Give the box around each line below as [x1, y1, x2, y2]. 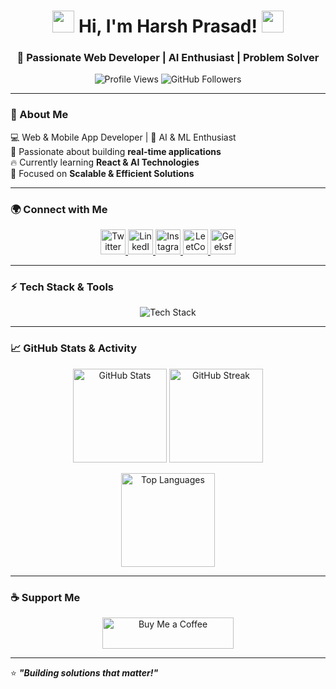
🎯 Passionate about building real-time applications [10, 145, 222, 157]
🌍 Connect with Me [10, 202, 108, 216]
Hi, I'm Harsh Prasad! [78, 15, 258, 38]
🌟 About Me [10, 108, 69, 122]
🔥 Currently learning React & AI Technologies [10, 156, 200, 168]
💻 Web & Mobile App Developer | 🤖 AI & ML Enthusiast [10, 131, 237, 143]
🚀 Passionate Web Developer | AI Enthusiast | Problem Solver [16, 51, 320, 65]
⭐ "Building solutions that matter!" [10, 666, 159, 679]
